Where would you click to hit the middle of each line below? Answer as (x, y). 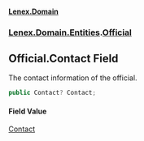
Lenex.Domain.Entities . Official (70, 32)
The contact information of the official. (73, 78)
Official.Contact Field (63, 58)
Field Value (28, 111)
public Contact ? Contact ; (52, 93)
